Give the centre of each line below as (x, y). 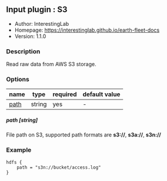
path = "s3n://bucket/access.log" (59, 167)
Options (18, 80)
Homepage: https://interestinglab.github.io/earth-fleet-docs (87, 30)
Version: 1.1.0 (30, 36)
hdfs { (14, 162)
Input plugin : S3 (37, 10)
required (65, 94)
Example (19, 150)
